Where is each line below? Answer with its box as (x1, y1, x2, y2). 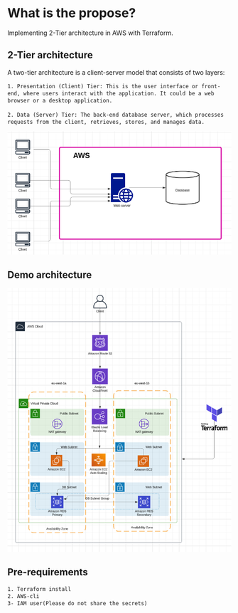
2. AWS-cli (7, 593, 40, 600)
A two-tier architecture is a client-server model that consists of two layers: (7, 68, 225, 76)
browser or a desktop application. (7, 97, 113, 104)
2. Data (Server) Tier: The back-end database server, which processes (7, 111, 224, 118)
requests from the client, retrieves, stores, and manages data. (7, 118, 205, 125)
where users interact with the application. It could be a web (23, 90, 215, 97)
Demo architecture (7, 268, 92, 281)
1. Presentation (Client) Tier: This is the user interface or (7, 83, 199, 90)
